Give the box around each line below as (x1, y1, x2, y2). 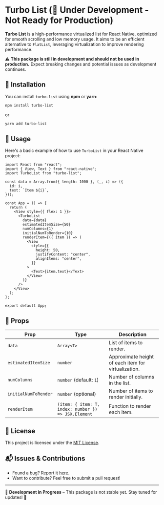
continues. (5, 66, 26, 72)
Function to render (108, 403, 151, 410)
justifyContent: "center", (36, 252, 91, 257)
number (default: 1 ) (57, 377, 99, 383)
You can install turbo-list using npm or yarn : (5, 93, 98, 99)
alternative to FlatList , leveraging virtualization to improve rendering (5, 41, 144, 47)
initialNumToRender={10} (22, 231, 73, 236)
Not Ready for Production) (5, 15, 114, 26)
